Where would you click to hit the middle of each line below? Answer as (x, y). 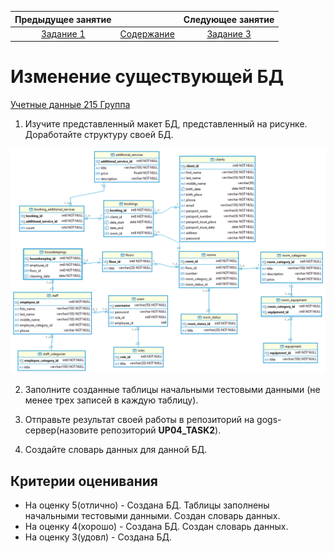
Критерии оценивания (84, 481)
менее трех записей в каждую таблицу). (111, 400)
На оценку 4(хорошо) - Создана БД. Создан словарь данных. (156, 527)
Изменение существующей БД (147, 77)
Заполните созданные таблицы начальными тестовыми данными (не (172, 390)
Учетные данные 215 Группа (70, 105)
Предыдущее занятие (63, 19)
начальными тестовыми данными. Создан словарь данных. (152, 516)
